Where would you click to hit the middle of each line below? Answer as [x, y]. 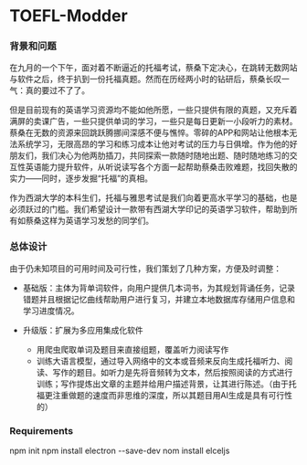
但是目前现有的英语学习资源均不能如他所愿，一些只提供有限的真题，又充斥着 [153, 110]
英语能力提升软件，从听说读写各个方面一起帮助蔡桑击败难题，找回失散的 [161, 167]
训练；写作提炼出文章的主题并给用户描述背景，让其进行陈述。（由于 [163, 384]
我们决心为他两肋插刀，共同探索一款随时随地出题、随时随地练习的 [165, 155]
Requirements [42, 430]
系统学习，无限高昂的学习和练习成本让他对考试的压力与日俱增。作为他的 [153, 144]
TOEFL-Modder [69, 16]
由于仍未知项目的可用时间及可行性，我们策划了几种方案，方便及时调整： [145, 268]
